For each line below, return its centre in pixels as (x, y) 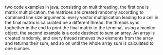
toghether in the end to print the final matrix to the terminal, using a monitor (81, 28)
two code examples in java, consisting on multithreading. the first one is (77, 7)
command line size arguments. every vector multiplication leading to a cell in (82, 17)
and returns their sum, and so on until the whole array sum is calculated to (80, 43)
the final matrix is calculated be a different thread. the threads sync (72, 22)
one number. (18, 48)
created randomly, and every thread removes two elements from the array (79, 38)
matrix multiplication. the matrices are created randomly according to (74, 12)
